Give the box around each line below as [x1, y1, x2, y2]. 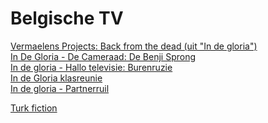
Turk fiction [10, 102, 58, 114]
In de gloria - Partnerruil [10, 82, 110, 94]
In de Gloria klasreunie [10, 72, 103, 84]
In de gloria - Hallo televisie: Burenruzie [10, 61, 173, 73]
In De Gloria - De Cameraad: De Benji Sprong [10, 50, 196, 62]
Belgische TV [10, 7, 124, 30]
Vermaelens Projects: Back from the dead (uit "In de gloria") [10, 40, 258, 52]
